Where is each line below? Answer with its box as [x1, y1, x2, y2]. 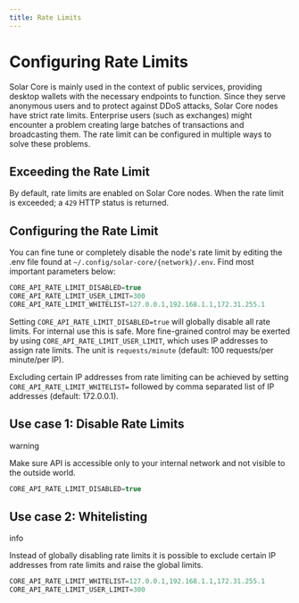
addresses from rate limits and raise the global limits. [9, 560, 203, 571]
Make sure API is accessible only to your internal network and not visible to [9, 457, 286, 468]
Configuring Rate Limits [9, 51, 189, 72]
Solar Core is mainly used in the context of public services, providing [9, 81, 262, 92]
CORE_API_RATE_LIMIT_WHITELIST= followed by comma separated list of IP [9, 381, 275, 392]
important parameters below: [9, 266, 116, 277]
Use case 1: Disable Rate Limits [9, 417, 185, 432]
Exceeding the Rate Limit [9, 164, 150, 179]
